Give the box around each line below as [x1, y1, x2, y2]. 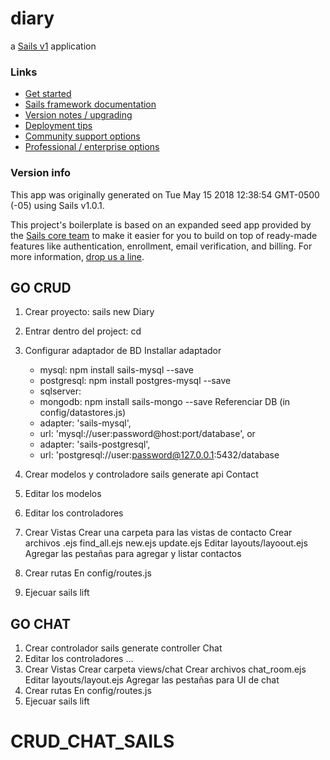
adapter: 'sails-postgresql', [39, 438, 151, 451]
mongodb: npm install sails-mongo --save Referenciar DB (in [39, 396, 291, 408]
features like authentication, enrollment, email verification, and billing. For [10, 240, 313, 252]
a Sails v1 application [10, 40, 97, 52]
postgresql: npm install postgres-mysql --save [39, 375, 232, 387]
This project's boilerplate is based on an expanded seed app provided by [10, 218, 312, 231]
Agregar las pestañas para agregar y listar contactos [24, 548, 242, 560]
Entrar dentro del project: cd [24, 325, 142, 337]
